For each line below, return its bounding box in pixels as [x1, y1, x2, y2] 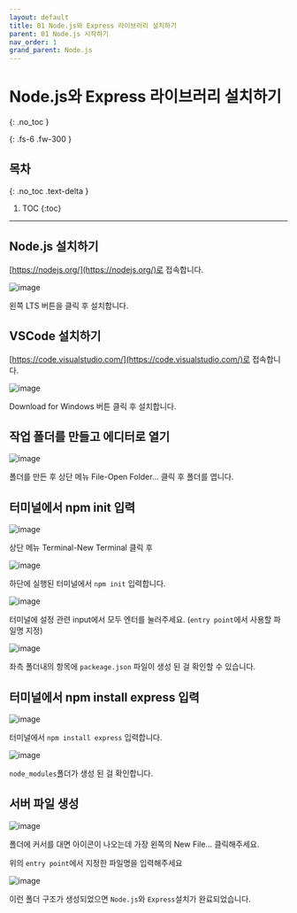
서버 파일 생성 [9, 796, 80, 811]
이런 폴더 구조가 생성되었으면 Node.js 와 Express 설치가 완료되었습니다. [9, 894, 252, 904]
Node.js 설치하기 [9, 239, 99, 254]
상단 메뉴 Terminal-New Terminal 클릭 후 [9, 542, 153, 553]
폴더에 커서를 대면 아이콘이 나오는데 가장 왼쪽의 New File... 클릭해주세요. [9, 839, 260, 849]
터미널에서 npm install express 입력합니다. [9, 731, 163, 742]
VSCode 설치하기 [9, 329, 102, 344]
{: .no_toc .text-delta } [9, 185, 89, 196]
